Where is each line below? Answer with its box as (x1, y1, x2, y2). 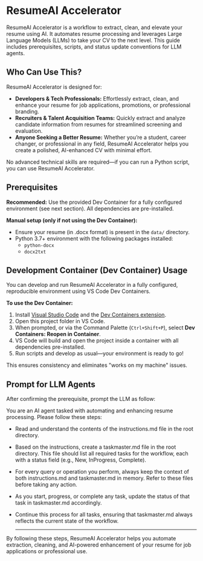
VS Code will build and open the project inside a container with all (14, 337, 179, 344)
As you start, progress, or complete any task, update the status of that (14, 492, 190, 500)
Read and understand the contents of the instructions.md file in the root (14, 425, 193, 432)
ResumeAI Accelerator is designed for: (6, 83, 102, 90)
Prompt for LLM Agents (6, 379, 95, 389)
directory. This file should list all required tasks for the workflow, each (14, 450, 188, 457)
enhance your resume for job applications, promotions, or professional (14, 101, 191, 109)
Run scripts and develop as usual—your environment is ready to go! (14, 350, 184, 357)
